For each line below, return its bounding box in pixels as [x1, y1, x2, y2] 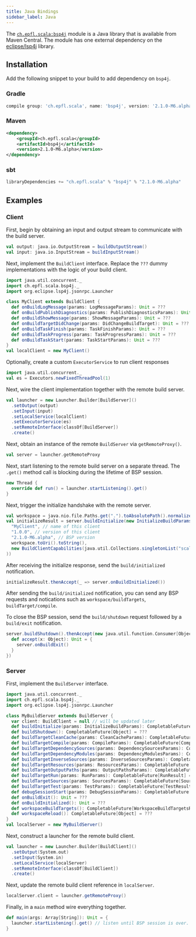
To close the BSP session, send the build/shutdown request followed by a [6, 614, 182, 621]
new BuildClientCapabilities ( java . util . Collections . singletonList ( [11, 546, 179, 551]
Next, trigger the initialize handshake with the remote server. [6, 502, 152, 509]
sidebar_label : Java [6, 14, 57, 20]
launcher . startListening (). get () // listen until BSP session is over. [11, 921, 190, 926]
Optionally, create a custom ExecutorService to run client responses [6, 359, 169, 366]
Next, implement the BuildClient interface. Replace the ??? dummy [6, 260, 168, 267]
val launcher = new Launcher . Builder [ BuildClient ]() [6, 844, 137, 850]
